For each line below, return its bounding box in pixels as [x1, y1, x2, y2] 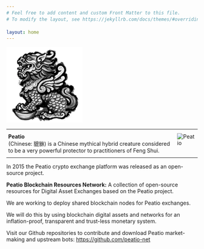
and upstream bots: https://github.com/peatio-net [25, 236, 151, 243]
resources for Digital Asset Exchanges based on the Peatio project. [6, 188, 174, 195]
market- [165, 230, 185, 237]
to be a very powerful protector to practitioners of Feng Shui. [8, 147, 160, 154]
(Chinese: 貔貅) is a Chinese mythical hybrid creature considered [8, 140, 171, 148]
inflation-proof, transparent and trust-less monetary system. [6, 217, 157, 225]
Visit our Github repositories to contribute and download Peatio [6, 230, 164, 237]
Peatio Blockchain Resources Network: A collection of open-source [6, 181, 178, 188]
